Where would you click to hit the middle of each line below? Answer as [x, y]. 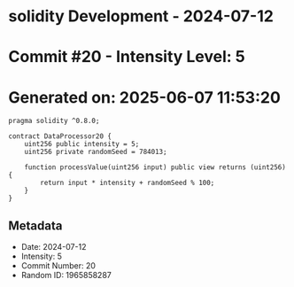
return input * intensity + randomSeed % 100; [128, 183]
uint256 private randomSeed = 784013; [96, 152]
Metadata [35, 225]
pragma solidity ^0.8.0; [54, 121]
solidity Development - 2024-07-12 [141, 16]
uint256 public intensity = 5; [82, 144]
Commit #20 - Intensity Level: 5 [127, 57]
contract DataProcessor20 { [60, 136]
